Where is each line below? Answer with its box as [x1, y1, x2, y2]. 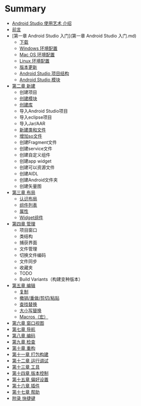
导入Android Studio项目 [19, 108, 68, 114]
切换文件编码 [19, 252, 46, 258]
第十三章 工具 [11, 364, 40, 370]
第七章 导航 [11, 326, 35, 332]
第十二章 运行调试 [11, 357, 48, 363]
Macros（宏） [19, 314, 48, 320]
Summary [4, 3, 46, 15]
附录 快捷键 [11, 395, 35, 401]
